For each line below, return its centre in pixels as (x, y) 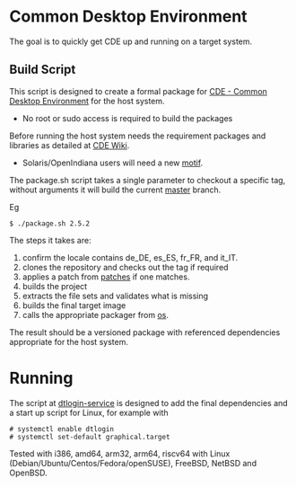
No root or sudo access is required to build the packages (127, 118)
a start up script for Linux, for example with (89, 412)
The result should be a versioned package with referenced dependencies (145, 332)
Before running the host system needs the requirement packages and (138, 136)
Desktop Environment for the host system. (87, 101)
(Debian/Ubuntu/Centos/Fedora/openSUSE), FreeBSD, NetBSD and (133, 463)
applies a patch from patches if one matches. (106, 277)
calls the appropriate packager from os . (95, 314)
